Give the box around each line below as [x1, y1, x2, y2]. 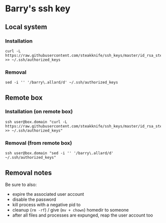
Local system [5, 23, 47, 31]
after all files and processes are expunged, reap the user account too [12, 212, 153, 218]
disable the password [12, 196, 56, 202]
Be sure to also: [5, 181, 37, 187]
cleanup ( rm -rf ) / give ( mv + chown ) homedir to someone [12, 207, 129, 213]
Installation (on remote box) [5, 108, 73, 115]
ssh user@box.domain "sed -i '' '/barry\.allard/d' [5, 151, 114, 156]
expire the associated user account [12, 191, 84, 197]
